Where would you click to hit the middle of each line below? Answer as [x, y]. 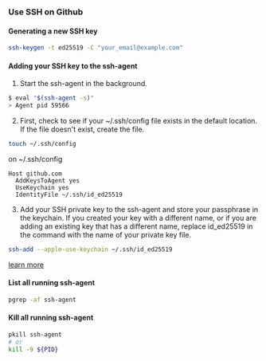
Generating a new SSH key [53, 31]
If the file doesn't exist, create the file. [82, 129]
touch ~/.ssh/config [43, 143]
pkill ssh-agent [35, 334]
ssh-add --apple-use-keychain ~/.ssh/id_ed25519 [90, 249]
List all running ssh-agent [52, 283]
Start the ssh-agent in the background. [83, 84]
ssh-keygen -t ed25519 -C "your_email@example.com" [96, 48]
